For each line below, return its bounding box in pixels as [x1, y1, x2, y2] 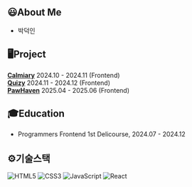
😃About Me [7, 6, 62, 19]
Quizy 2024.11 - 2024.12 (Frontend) [7, 79, 111, 87]
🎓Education [7, 108, 65, 120]
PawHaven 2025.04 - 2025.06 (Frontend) [7, 86, 130, 94]
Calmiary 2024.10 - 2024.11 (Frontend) [7, 71, 120, 79]
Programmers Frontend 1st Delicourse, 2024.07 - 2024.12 [17, 130, 186, 138]
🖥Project [7, 49, 46, 61]
